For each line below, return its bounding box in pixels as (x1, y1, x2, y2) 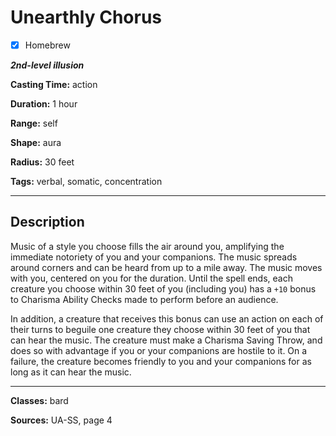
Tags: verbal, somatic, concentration (10, 176, 163, 187)
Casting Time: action (10, 79, 98, 90)
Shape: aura (10, 137, 62, 148)
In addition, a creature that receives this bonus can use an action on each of (10, 312, 324, 325)
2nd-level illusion (10, 59, 85, 71)
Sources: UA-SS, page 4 (10, 414, 113, 426)
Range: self (10, 117, 58, 129)
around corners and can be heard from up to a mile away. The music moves (10, 261, 323, 273)
